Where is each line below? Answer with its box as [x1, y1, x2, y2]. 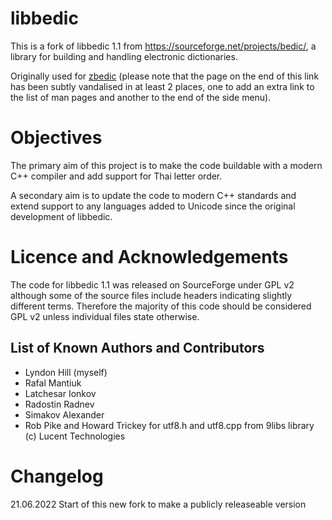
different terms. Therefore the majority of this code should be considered [10, 300, 312, 312]
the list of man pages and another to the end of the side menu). [10, 91, 272, 103]
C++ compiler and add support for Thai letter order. [10, 170, 223, 182]
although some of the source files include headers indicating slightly [10, 289, 293, 301]
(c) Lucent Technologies [24, 430, 126, 442]
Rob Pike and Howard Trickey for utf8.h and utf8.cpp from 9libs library [24, 419, 315, 431]
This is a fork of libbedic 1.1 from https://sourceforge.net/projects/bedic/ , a [10, 40, 317, 52]
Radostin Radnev [24, 398, 95, 410]
